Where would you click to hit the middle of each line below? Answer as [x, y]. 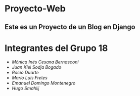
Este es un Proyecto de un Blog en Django [70, 27]
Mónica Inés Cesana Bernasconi [45, 62]
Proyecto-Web [35, 9]
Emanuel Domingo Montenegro [44, 83]
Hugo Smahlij [25, 88]
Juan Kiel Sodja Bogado [36, 67]
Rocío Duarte [25, 72]
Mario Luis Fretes [29, 78]
